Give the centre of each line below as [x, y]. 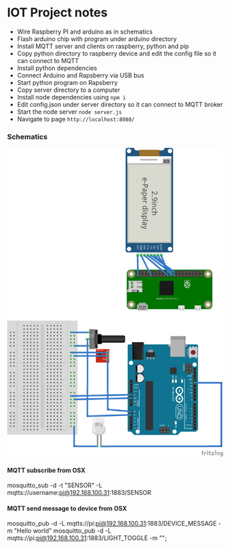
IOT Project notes [57, 13]
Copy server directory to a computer [68, 90]
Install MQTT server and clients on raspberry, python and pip [103, 46]
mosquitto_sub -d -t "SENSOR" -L [55, 485]
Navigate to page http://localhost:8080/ [76, 119]
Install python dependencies [57, 68]
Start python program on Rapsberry [67, 82]
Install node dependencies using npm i [72, 97]
